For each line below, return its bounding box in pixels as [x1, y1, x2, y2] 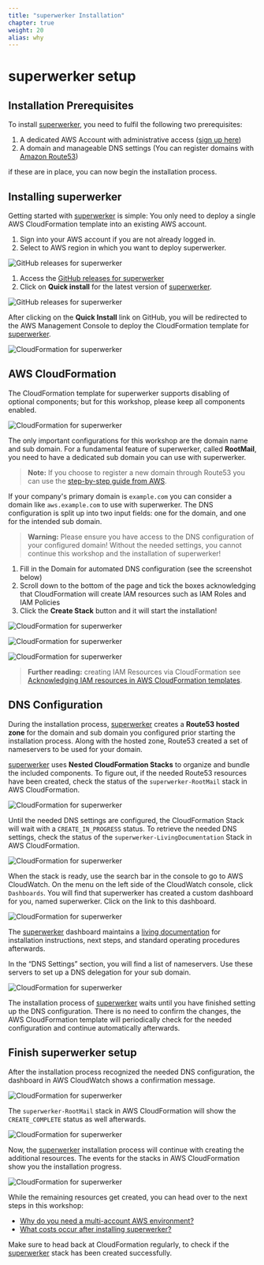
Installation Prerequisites [8, 99, 134, 112]
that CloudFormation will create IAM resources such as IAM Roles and [19, 589, 247, 598]
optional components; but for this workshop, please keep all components [8, 396, 246, 406]
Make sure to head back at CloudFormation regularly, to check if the [8, 1240, 230, 1249]
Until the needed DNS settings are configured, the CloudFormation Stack [8, 815, 244, 825]
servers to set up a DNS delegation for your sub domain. [8, 967, 191, 977]
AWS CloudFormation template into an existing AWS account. [8, 219, 207, 229]
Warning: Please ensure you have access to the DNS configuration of [27, 532, 255, 541]
